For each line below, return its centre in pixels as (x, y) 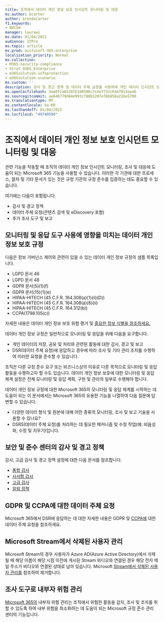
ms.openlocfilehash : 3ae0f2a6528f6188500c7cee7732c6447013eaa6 (71, 92)
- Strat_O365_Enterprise (30, 69)
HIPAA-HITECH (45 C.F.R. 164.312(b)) (50, 308)
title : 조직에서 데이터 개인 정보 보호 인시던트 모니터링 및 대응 (61, 10)
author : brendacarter (27, 19)
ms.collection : (20, 60)
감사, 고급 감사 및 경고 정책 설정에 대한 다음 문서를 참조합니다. (63, 460)
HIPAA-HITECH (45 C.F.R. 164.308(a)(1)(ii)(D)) (58, 297)
